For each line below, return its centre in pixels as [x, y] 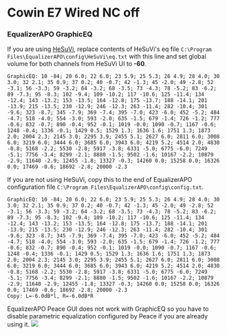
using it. [18, 325]
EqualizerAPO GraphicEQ [50, 34]
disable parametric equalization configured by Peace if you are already [108, 316]
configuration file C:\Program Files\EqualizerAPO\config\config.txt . [106, 187]
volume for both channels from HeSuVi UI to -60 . [77, 64]
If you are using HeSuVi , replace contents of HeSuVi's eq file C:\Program [109, 49]
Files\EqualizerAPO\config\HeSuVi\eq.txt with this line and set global [107, 57]
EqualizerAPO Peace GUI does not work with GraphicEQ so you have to [108, 309]
